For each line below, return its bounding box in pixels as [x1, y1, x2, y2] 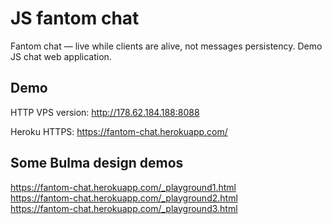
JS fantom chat [10, 7, 140, 30]
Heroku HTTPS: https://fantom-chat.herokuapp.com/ [10, 125, 228, 137]
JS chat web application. [10, 50, 112, 62]
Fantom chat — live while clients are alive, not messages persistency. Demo [10, 40, 323, 52]
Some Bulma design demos [10, 155, 184, 172]
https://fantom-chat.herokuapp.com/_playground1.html [10, 181, 237, 193]
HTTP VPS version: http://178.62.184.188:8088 [10, 106, 200, 118]
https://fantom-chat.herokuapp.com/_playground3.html [10, 202, 238, 214]
